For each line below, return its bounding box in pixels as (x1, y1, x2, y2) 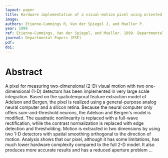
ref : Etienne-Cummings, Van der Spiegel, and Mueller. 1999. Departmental (5, 31, 164, 36)
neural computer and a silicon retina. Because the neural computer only (5, 104, 152, 110)
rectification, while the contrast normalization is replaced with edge (5, 120, 144, 126)
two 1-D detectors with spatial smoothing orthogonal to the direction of (5, 131, 151, 137)
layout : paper (5, 7, 35, 13)
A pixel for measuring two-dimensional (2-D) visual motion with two (5, 83, 145, 89)
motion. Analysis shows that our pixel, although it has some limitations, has (5, 136, 159, 142)
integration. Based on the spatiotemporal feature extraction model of (5, 93, 146, 99)
